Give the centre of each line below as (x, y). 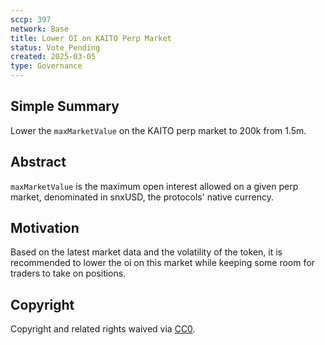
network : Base (40, 29)
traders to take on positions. (68, 273)
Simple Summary (65, 106)
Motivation (45, 228)
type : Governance (46, 66)
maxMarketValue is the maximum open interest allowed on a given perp (154, 186)
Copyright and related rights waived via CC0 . (103, 329)
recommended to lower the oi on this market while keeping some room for (162, 263)
